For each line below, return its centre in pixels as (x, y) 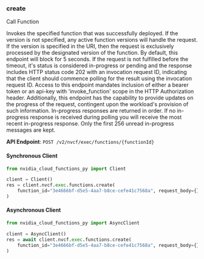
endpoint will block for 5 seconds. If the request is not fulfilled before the (97, 59)
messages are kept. (31, 130)
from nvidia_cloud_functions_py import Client (66, 169)
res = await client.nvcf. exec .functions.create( (69, 240)
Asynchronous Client (34, 210)
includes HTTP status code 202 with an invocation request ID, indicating (97, 72)
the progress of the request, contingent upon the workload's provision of (97, 104)
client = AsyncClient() (36, 234)
